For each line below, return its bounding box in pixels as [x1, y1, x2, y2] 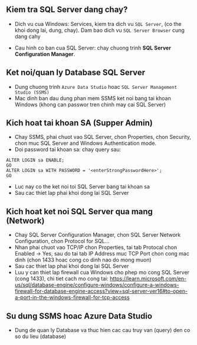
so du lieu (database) [14, 333, 67, 340]
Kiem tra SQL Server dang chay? [6, 5, 128, 15]
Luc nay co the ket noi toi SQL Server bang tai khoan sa [14, 183, 150, 190]
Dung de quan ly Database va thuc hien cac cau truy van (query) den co [14, 327, 191, 334]
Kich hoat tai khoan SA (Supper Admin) [6, 118, 153, 128]
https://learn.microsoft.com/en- [110, 275, 187, 282]
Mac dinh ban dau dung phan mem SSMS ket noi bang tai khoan [14, 94, 171, 102]
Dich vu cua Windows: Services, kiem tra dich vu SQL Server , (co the [14, 20, 182, 27]
